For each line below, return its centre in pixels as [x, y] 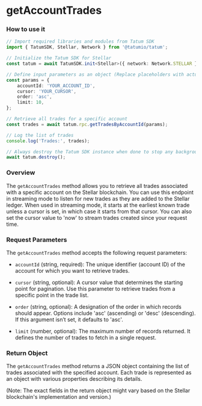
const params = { [28, 80]
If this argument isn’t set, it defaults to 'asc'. [69, 320]
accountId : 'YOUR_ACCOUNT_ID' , [56, 86]
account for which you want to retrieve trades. [72, 270]
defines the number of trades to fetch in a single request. [85, 338]
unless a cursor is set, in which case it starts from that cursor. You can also [99, 211]
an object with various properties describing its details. [74, 379]
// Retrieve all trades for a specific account [67, 119]
